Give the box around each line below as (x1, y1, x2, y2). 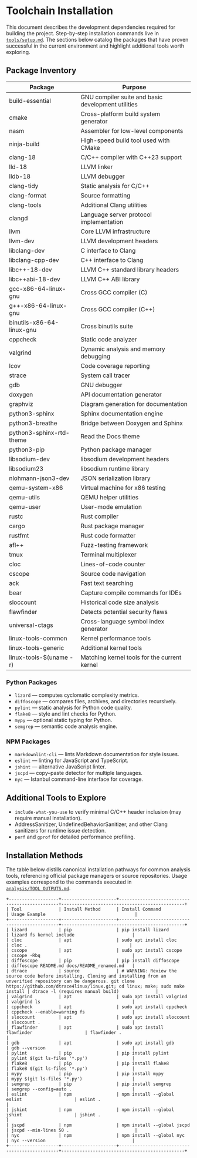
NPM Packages (6, 737, 50, 746)
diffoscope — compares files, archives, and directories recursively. (14, 698, 177, 705)
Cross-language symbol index (80, 617, 165, 625)
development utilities (80, 100, 138, 108)
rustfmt (9, 531, 29, 539)
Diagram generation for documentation (80, 400, 188, 408)
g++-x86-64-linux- (9, 301, 67, 310)
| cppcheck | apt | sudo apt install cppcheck (6, 1003, 188, 1010)
